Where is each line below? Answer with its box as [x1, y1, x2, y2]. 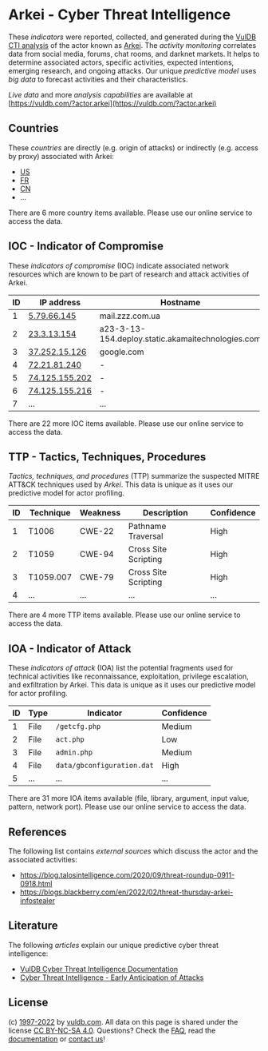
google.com [99, 346, 145, 357]
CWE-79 [79, 571, 114, 583]
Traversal [128, 531, 164, 542]
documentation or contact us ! [8, 1033, 106, 1044]
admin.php [55, 748, 93, 757]
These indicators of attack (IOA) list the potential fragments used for [8, 663, 234, 673]
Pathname [128, 521, 167, 532]
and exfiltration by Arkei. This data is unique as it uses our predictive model [8, 680, 256, 690]
